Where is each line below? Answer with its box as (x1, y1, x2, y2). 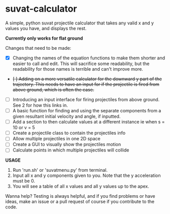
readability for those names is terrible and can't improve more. (12, 66, 144, 72)
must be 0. (12, 178, 36, 184)
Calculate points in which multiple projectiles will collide (12, 147, 129, 153)
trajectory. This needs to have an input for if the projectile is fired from (12, 81, 160, 87)
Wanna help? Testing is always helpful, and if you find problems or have (5, 193, 156, 199)
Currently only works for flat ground (5, 35, 83, 41)
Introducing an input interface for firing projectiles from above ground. (12, 97, 160, 102)
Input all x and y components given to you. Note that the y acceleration (12, 172, 161, 178)
